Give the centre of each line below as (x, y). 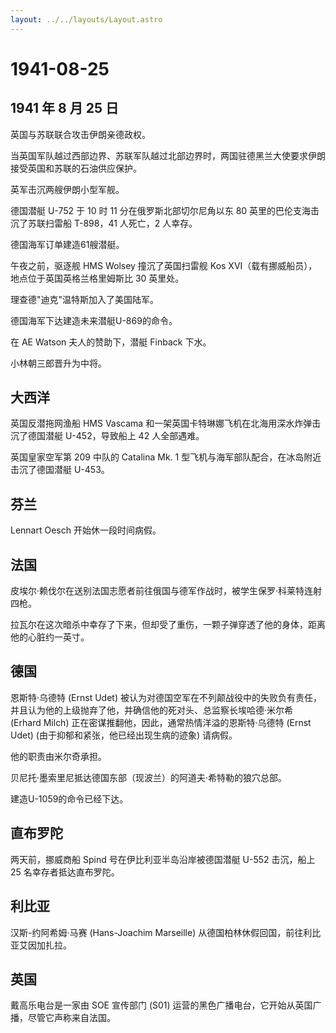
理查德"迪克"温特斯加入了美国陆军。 (85, 299)
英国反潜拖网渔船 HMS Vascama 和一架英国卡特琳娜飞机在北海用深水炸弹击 (166, 423)
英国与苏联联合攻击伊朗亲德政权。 (80, 134)
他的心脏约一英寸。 (50, 637)
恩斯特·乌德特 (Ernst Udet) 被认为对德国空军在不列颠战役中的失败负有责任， (166, 697)
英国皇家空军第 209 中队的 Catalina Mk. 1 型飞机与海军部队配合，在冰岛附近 (166, 457)
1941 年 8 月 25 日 (64, 108)
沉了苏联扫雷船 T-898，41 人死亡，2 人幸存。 (104, 223)
